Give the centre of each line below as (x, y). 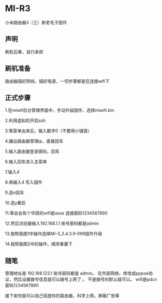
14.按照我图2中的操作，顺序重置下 (39, 244)
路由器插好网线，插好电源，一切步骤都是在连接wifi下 (57, 81)
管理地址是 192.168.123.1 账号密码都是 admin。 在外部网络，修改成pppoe (77, 273)
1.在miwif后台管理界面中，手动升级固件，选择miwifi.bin (60, 110)
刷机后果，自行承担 (24, 52)
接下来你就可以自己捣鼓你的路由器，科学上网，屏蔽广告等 (62, 296)
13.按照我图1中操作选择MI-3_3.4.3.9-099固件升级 (54, 234)
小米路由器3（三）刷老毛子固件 (36, 22)
